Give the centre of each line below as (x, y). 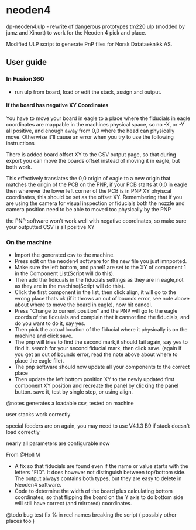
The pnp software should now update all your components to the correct (102, 367)
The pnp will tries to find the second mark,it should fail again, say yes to (101, 342)
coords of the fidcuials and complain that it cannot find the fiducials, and (102, 317)
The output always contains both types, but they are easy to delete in (98, 478)
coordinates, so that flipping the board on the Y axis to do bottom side (99, 497)
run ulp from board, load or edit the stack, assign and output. (88, 92)
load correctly (23, 432)
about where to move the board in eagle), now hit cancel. (83, 305)
